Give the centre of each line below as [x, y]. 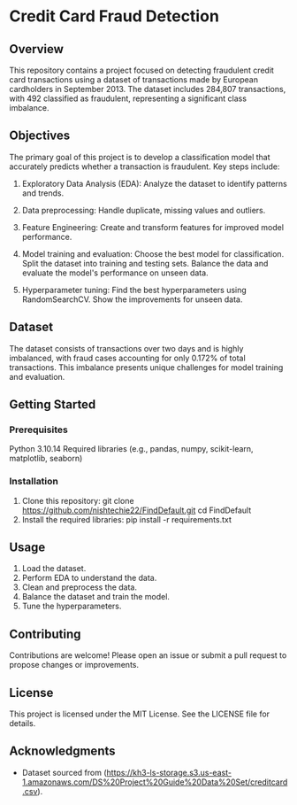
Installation [34, 482]
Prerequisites [38, 430]
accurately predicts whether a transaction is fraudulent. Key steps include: [145, 166]
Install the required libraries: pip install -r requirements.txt [127, 519]
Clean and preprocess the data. [80, 587]
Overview [37, 49]
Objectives [40, 136]
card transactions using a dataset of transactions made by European [134, 80]
